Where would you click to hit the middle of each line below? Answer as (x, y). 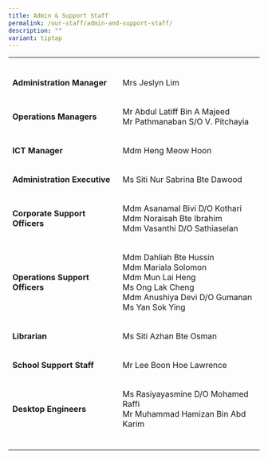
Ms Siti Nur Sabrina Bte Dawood (182, 180)
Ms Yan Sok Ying (154, 307)
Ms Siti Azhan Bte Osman (170, 336)
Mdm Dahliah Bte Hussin (168, 258)
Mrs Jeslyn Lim (151, 83)
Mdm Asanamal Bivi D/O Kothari (182, 208)
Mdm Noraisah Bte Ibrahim (172, 219)
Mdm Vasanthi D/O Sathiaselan (180, 228)
